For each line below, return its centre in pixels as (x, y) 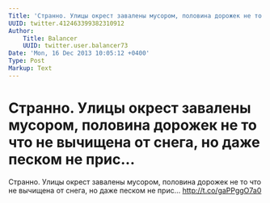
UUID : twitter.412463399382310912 (67, 23)
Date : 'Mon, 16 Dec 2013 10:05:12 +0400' (79, 53)
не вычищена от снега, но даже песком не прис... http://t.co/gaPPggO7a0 (135, 190)
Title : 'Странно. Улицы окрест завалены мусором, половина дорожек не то (135, 16)
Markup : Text (30, 68)
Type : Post (27, 61)
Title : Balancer (51, 38)
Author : (21, 31)
